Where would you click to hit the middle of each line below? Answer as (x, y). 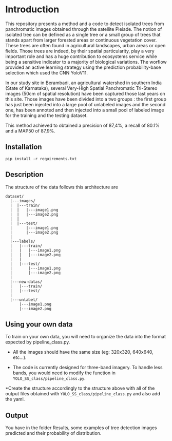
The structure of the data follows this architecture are (62, 187)
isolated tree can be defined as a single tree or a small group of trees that (83, 34)
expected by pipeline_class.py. (38, 342)
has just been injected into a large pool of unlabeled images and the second (85, 104)
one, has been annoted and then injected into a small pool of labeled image (85, 110)
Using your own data (39, 324)
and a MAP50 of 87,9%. (30, 131)
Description (24, 175)
